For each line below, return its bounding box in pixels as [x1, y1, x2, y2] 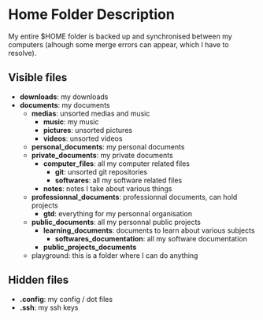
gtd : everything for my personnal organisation [43, 208, 193, 218]
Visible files [8, 71, 68, 84]
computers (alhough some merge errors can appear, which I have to [8, 39, 230, 49]
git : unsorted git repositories [54, 167, 148, 176]
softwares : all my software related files [54, 175, 183, 185]
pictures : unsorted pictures [43, 125, 132, 134]
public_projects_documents [43, 242, 137, 252]
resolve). [8, 48, 37, 57]
